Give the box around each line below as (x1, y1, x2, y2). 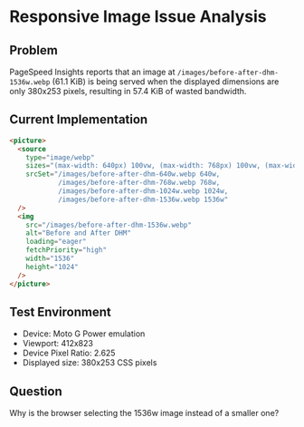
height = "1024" (25, 262, 79, 271)
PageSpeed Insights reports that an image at (9, 66, 176, 77)
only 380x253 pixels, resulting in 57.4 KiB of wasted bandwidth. (9, 86, 247, 96)
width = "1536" (25, 254, 75, 264)
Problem (9, 43, 59, 58)
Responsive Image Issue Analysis (9, 6, 267, 27)
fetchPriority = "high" (25, 246, 107, 255)
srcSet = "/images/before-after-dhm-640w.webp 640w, (25, 170, 221, 179)
